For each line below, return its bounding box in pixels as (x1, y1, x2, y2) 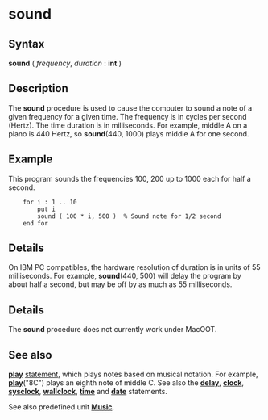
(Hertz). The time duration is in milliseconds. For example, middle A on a (8, 120, 248, 130)
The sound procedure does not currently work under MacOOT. (8, 325, 217, 334)
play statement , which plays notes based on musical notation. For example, (8, 369, 259, 380)
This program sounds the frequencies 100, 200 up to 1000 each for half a (8, 174, 251, 183)
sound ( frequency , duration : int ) (8, 58, 122, 68)
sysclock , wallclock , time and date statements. (8, 387, 167, 397)
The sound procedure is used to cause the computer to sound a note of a (8, 103, 253, 113)
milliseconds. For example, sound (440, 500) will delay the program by (8, 271, 241, 281)
